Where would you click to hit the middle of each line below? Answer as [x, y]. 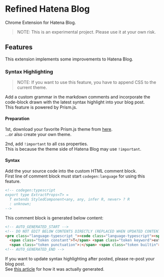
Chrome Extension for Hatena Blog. [41, 22]
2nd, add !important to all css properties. [47, 144]
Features [19, 47]
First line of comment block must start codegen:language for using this [75, 176]
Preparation [17, 119]
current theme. [32, 88]
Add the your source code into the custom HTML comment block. [71, 171]
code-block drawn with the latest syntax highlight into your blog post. [75, 102]
